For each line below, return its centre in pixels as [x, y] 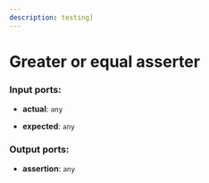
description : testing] [51, 17]
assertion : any [49, 169]
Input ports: [35, 89]
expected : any [49, 127]
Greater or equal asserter [105, 61]
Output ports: [39, 150]
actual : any [42, 109]
